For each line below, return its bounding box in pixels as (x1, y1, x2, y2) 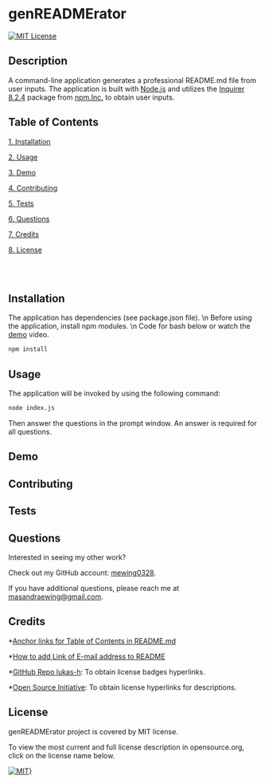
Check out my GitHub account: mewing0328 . (8, 568, 157, 577)
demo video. (8, 330, 49, 340)
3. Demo (8, 167, 37, 177)
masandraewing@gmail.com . (8, 592, 103, 601)
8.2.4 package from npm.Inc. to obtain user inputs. (8, 92, 175, 102)
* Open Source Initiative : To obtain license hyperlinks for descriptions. (8, 683, 237, 692)
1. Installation (8, 136, 51, 146)
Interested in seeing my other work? (8, 552, 127, 562)
